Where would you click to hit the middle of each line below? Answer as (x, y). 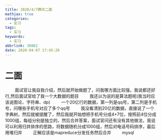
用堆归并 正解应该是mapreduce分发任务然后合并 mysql (70, 133)
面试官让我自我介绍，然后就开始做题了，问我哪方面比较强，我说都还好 (85, 90)
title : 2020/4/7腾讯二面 (29, 9)
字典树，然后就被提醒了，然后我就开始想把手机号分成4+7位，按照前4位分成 (81, 114)
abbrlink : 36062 (21, 46)
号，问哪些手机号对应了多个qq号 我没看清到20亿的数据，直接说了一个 (80, 108)
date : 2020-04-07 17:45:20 (32, 50)
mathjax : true (19, 14)
